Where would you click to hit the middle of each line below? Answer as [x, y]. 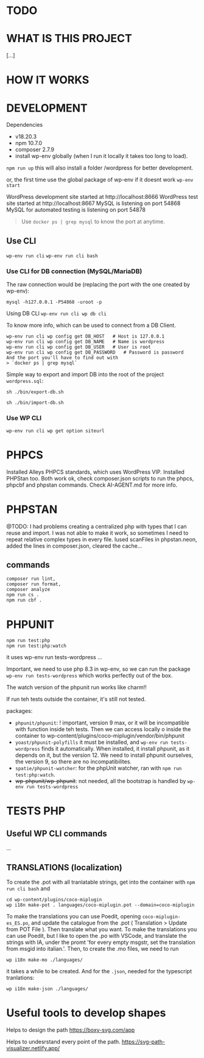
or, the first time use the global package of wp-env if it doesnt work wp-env [100, 180]
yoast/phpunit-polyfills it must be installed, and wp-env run [92, 742]
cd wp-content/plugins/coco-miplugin [54, 900]
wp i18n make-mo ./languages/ [45, 960]
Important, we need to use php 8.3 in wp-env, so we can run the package [98, 669]
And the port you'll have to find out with [62, 358]
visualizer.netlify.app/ [33, 1048]
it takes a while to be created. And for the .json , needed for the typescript [99, 971]
